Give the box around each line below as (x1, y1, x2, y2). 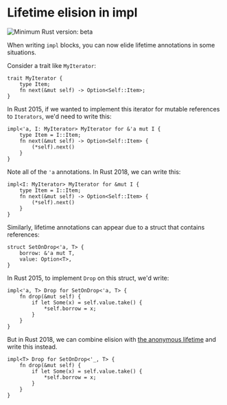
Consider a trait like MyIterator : (7, 61, 96, 69)
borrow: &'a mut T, (19, 250, 75, 256)
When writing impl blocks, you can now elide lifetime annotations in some (7, 41, 215, 49)
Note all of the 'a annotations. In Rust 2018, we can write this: (7, 167, 181, 176)
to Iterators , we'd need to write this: (7, 112, 112, 120)
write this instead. (7, 342, 58, 351)
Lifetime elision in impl (7, 5, 138, 21)
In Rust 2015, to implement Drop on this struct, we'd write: (7, 274, 169, 282)
